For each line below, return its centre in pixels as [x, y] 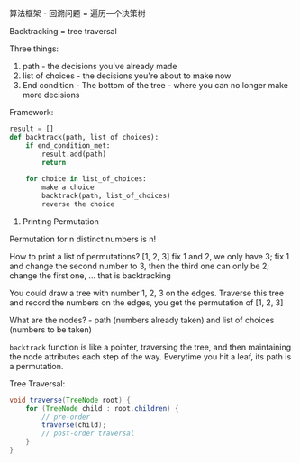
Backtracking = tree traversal [63, 31]
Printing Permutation [60, 221]
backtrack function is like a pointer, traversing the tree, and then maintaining [150, 347]
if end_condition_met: [68, 145]
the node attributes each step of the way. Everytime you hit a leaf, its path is [150, 356]
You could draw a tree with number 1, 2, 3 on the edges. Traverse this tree [147, 293]
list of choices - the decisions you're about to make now [127, 76]
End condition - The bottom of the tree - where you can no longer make [155, 85]
